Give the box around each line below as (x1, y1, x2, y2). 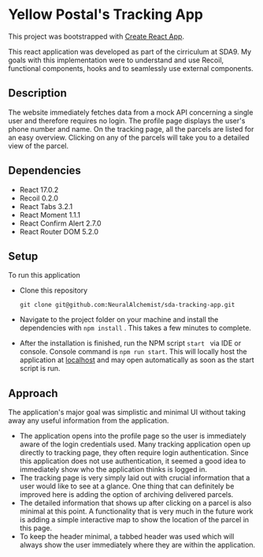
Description (8, 87, 67, 100)
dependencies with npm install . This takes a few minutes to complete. (19, 323, 252, 333)
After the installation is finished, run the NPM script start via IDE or (19, 338, 242, 348)
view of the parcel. (8, 140, 69, 151)
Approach (8, 387, 58, 400)
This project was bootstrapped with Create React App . (8, 32, 185, 41)
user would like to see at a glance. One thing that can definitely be (19, 481, 235, 491)
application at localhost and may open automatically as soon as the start (19, 355, 254, 364)
